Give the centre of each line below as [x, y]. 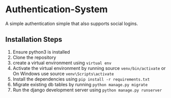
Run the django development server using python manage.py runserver [87, 90]
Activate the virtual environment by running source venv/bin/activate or [89, 68]
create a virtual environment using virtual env [62, 63]
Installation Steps [34, 40]
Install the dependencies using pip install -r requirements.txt [81, 79]
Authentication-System [57, 9]
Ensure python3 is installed [41, 52]
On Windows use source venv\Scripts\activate [63, 73]
